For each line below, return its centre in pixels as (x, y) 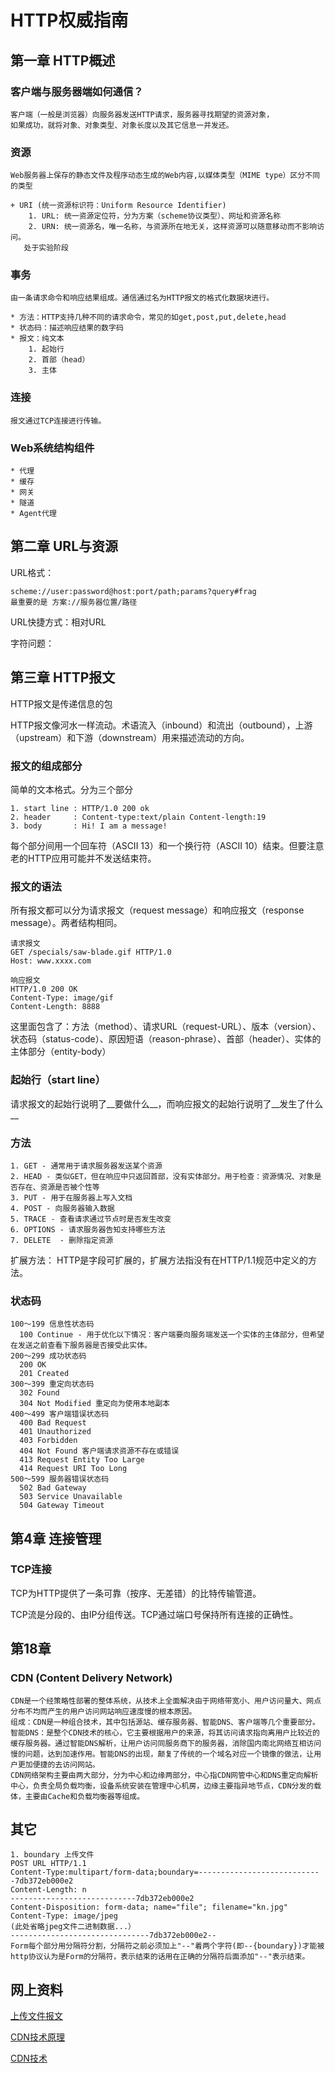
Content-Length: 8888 (55, 1007)
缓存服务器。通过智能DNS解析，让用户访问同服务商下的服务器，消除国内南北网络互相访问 (166, 1743)
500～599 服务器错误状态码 (60, 1479)
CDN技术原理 (37, 2037)
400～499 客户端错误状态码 (60, 1414)
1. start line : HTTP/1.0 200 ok (80, 808)
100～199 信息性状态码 (52, 1324)
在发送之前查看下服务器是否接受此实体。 (81, 1346)
